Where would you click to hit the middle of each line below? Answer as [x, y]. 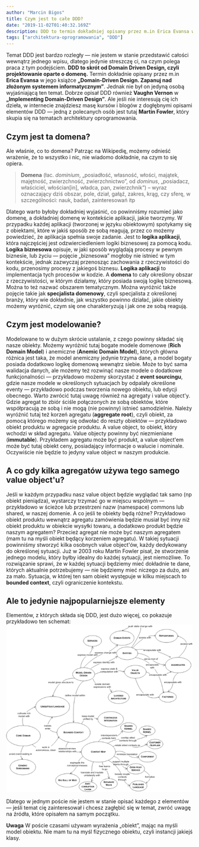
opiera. [15, 163]
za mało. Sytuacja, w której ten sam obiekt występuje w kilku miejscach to [96, 576]
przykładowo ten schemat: [38, 621]
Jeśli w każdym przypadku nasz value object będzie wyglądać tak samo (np [99, 494]
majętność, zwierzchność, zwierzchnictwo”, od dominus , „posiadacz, [105, 181]
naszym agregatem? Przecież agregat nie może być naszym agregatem [93, 532]
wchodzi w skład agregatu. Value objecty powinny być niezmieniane [89, 433]
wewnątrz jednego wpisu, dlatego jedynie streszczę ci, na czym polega [93, 62]
